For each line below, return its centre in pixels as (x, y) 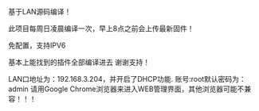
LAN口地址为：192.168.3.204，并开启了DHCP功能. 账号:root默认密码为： (128, 79)
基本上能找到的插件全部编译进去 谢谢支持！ (79, 62)
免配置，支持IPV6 (37, 45)
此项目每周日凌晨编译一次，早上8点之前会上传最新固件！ (101, 29)
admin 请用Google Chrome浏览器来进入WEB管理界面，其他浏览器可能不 (126, 89)
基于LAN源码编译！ (40, 11)
